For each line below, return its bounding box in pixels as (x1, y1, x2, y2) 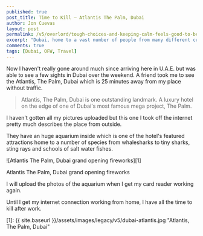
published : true (6, 8, 47, 15)
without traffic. (6, 84, 43, 91)
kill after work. (6, 205, 42, 212)
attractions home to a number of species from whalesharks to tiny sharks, (6, 139, 190, 146)
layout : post (6, 25, 39, 32)
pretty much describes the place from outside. (6, 120, 122, 128)
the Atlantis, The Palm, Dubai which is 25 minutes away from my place (6, 77, 181, 85)
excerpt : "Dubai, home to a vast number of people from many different (6, 37, 190, 43)
